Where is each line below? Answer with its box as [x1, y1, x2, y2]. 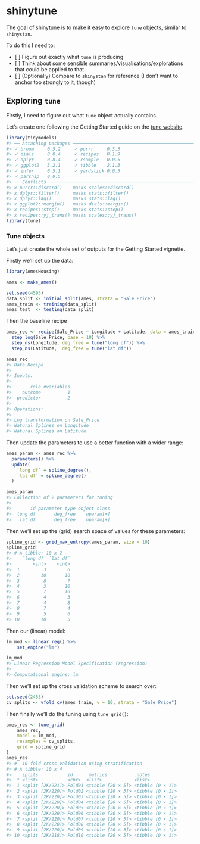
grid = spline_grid [17, 744, 65, 750]
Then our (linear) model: [6, 627, 66, 634]
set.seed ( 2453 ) [6, 694, 44, 700]
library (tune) [6, 217, 42, 224]
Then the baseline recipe [6, 317, 67, 325]
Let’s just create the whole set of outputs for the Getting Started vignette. [6, 245, 186, 253]
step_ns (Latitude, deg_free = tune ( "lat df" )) [11, 345, 132, 351]
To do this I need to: [6, 42, 55, 49]
